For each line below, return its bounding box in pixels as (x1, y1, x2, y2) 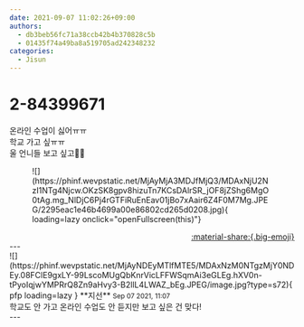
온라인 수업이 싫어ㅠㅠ (9, 125, 88, 135)
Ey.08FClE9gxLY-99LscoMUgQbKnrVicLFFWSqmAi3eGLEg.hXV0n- (9, 269, 262, 280)
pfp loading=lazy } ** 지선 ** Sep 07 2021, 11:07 (9, 290, 170, 301)
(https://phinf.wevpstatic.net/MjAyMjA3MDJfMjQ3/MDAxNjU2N (32, 175, 269, 186)
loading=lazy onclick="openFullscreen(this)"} (32, 213, 202, 224)
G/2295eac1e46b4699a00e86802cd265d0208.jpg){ (32, 204, 229, 215)
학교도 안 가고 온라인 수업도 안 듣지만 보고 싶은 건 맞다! (9, 301, 202, 312)
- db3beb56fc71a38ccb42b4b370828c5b (17, 30, 156, 39)
